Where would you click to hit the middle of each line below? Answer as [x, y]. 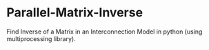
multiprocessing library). [41, 38]
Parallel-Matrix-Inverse [74, 13]
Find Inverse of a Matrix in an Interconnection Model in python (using [104, 32]
